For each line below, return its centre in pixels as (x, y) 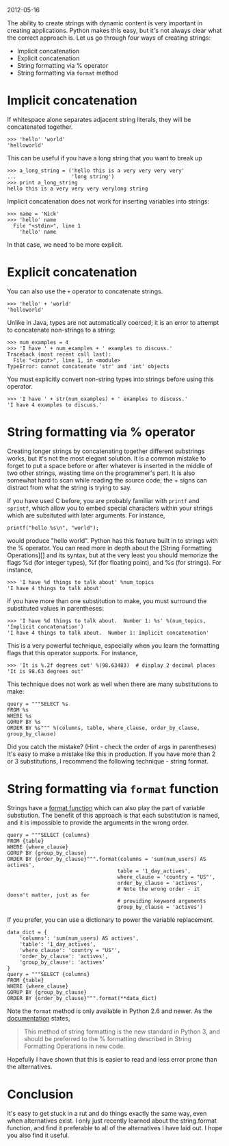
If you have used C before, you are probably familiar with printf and (103, 500)
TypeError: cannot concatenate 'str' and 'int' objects (88, 366)
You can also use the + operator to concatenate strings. (85, 291)
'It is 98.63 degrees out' (45, 671)
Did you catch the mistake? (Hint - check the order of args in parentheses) (112, 746)
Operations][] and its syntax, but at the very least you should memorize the (113, 555)
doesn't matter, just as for (49, 895)
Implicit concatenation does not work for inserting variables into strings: (108, 201)
